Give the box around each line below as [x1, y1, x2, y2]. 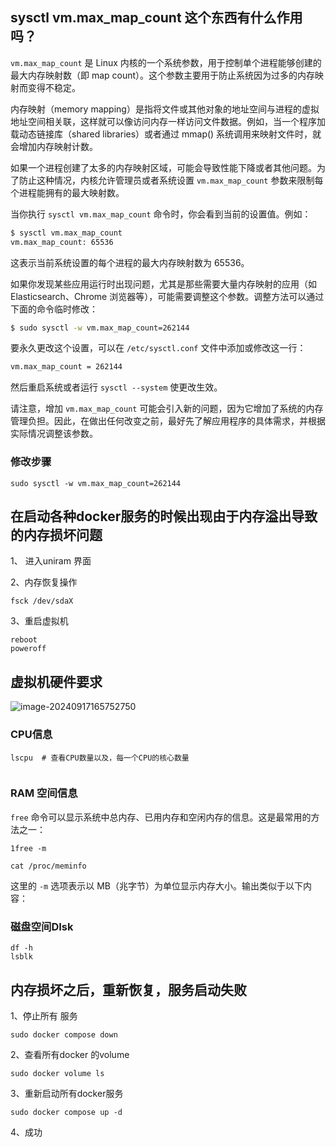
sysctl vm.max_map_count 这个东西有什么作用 [10, 9, 303, 27]
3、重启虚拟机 [10, 615, 69, 627]
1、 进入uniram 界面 [10, 555, 92, 567]
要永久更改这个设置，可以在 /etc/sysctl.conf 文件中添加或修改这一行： [10, 342, 307, 354]
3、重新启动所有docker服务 [10, 1087, 124, 1099]
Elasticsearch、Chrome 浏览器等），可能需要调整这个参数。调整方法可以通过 [10, 290, 325, 302]
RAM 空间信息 [10, 786, 78, 800]
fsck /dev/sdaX [10, 596, 74, 607]
